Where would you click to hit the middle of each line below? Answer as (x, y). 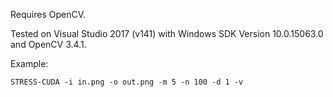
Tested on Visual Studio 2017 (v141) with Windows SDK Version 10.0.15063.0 (167, 33)
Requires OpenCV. (48, 14)
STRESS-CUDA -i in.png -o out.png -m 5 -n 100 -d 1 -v (127, 82)
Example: (29, 63)
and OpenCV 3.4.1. (48, 44)
